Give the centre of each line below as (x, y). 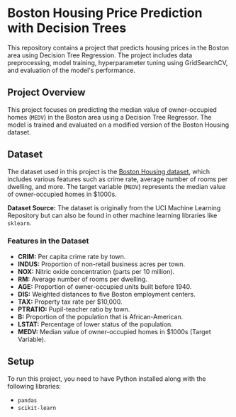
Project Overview (46, 92)
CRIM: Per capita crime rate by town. (72, 256)
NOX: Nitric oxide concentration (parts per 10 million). (96, 271)
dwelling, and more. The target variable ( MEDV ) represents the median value (117, 186)
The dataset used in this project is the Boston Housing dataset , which (109, 171)
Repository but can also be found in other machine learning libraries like (112, 215)
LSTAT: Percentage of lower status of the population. (95, 324)
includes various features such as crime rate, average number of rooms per (118, 179)
